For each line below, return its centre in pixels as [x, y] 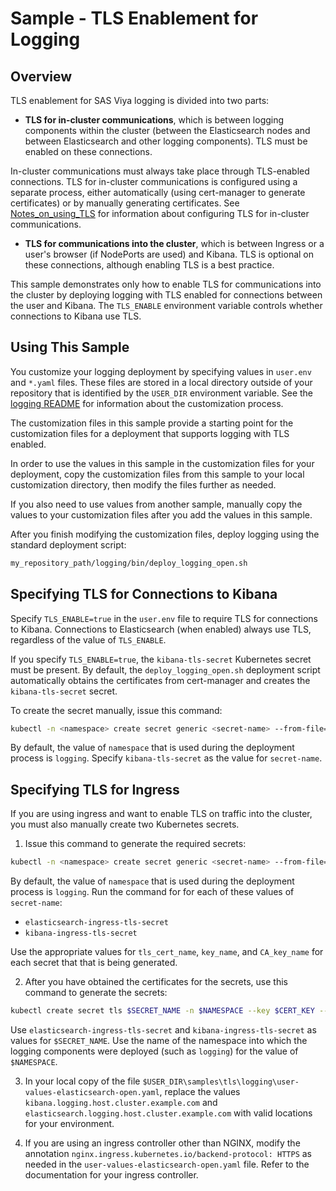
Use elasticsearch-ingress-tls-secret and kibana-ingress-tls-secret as [163, 1029]
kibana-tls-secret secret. [64, 691]
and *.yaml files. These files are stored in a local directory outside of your [161, 382]
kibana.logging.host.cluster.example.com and [121, 1102]
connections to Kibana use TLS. [76, 316]
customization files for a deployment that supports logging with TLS [150, 433]
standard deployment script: [68, 544]
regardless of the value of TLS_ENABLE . [88, 639]
